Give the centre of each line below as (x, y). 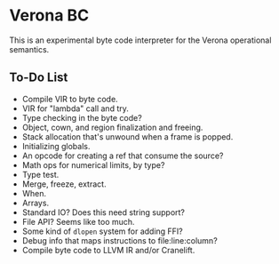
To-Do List (39, 78)
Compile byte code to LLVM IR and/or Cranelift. (108, 250)
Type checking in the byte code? (82, 117)
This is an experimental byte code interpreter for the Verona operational (140, 40)
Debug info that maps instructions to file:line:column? (120, 240)
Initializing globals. (56, 146)
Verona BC (49, 16)
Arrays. (36, 203)
